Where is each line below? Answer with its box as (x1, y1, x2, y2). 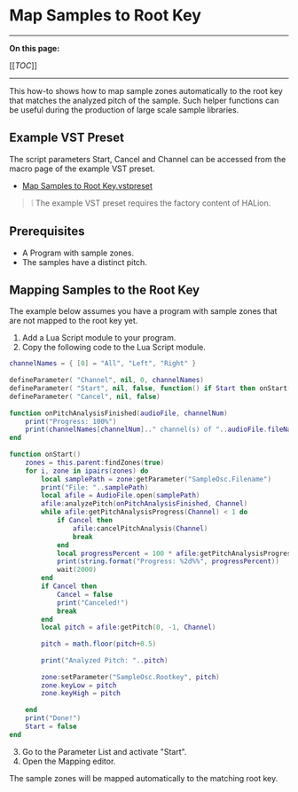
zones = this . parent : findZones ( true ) (25, 458, 165, 467)
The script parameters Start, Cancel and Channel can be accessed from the (9, 153, 286, 164)
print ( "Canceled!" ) (56, 598, 129, 608)
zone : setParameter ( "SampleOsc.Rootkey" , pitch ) (41, 672, 220, 681)
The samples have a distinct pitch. (21, 256, 148, 267)
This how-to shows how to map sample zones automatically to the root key (9, 85, 284, 96)
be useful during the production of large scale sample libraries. (9, 104, 239, 115)
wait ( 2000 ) (56, 565, 98, 575)
